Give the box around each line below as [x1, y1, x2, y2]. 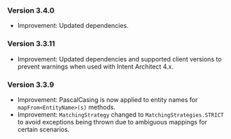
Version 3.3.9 [7, 80, 55, 89]
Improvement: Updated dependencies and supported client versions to [17, 54, 222, 63]
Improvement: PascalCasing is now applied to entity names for [17, 95, 198, 103]
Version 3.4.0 [7, 6, 55, 15]
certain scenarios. [17, 125, 70, 133]
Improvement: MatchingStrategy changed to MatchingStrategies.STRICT [17, 110, 224, 119]
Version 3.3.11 [7, 39, 55, 49]
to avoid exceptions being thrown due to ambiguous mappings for [17, 117, 208, 126]
